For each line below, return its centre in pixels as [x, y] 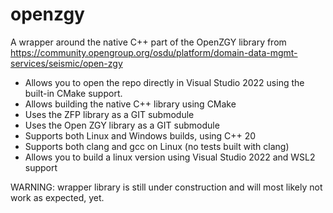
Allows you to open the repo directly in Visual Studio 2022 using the [164, 82]
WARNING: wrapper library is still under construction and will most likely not [166, 187]
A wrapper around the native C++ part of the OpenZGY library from [148, 42]
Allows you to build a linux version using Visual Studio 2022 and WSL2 [170, 157]
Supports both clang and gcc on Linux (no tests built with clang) [157, 146]
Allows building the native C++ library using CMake [130, 104]
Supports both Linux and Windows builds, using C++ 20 [140, 135]
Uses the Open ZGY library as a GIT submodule [122, 125]
